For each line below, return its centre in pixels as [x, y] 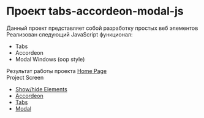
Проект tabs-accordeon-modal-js [95, 11]
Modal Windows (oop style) [50, 59]
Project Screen [25, 77]
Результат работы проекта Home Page [57, 71]
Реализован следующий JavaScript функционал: [70, 34]
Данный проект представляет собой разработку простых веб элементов [102, 28]
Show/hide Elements [41, 89]
